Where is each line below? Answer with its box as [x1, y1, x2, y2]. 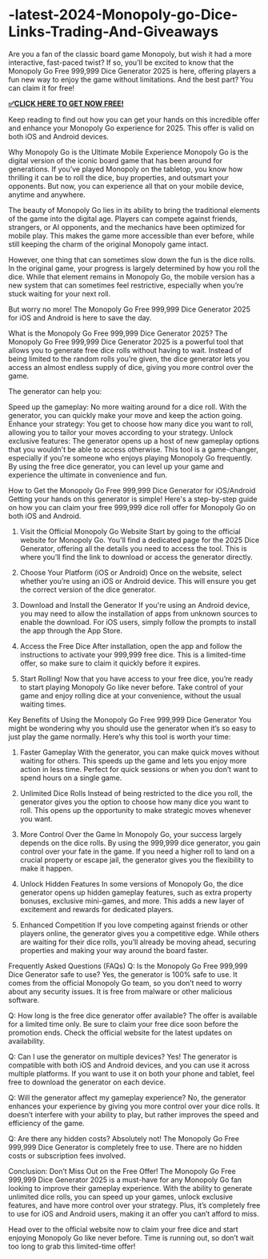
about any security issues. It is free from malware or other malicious [8, 987, 233, 996]
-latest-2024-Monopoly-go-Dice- [8, 6, 238, 24]
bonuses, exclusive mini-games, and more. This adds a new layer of [19, 895, 245, 906]
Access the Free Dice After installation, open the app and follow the [19, 641, 242, 650]
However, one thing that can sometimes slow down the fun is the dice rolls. [8, 255, 256, 264]
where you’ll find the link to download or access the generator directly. [19, 552, 254, 561]
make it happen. [19, 863, 74, 873]
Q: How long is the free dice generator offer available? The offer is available [8, 1011, 258, 1020]
